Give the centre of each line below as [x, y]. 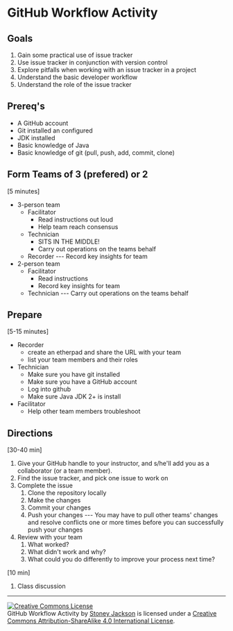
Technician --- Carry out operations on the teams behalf [108, 293]
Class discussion [41, 586]
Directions [30, 433]
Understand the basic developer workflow [77, 77]
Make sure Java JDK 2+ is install [74, 396]
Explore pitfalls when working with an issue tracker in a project [106, 70]
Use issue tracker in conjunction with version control [92, 62]
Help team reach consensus [78, 226]
